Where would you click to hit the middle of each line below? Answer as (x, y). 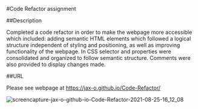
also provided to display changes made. (56, 64)
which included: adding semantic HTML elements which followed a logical (99, 38)
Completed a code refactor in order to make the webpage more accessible (99, 32)
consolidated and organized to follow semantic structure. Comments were (98, 58)
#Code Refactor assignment (41, 9)
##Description (24, 20)
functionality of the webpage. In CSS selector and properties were (89, 51)
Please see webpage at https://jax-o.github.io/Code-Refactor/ (84, 88)
